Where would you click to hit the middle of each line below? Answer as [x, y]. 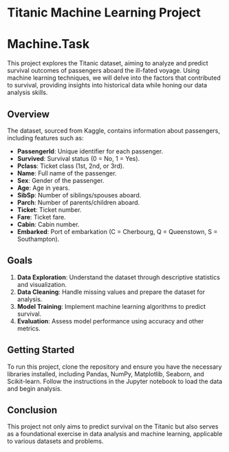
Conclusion [32, 410]
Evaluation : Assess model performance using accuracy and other [110, 321]
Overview [29, 114]
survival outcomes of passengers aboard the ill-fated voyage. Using [103, 71]
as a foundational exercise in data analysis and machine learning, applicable [115, 434]
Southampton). [38, 239]
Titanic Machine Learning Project [104, 13]
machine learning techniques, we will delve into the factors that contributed [114, 78]
